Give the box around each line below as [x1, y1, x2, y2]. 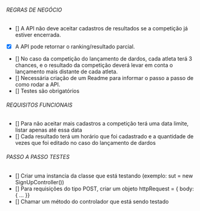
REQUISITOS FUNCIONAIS [6, 101, 73, 109]
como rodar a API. [15, 81, 61, 89]
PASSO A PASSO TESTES [6, 153, 70, 161]
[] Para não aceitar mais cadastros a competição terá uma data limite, [15, 120, 189, 127]
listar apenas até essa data [15, 126, 82, 134]
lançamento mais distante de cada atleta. [15, 68, 118, 75]
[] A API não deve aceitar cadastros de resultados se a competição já [15, 25, 188, 32]
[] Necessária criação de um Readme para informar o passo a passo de [15, 75, 194, 82]
